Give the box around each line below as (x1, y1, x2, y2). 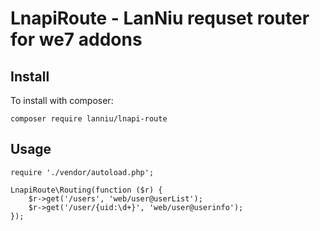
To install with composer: (10, 95, 114, 106)
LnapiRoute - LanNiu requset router (10, 7, 310, 30)
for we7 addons (10, 28, 143, 51)
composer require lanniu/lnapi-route (10, 114, 168, 124)
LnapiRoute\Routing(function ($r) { (10, 185, 163, 195)
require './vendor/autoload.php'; (10, 167, 155, 177)
